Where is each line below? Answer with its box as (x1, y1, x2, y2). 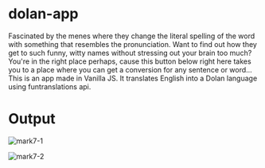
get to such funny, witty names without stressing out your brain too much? (8, 48, 252, 57)
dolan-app (8, 5, 79, 23)
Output (8, 110, 56, 128)
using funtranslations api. (8, 81, 92, 92)
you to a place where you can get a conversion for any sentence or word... (8, 64, 252, 74)
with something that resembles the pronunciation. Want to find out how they (8, 39, 257, 49)
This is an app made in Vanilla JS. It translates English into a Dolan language (8, 73, 258, 83)
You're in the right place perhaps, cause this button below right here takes (8, 57, 252, 66)
